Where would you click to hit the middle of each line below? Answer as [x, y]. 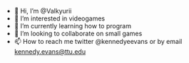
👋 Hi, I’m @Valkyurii [43, 11]
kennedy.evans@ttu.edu [50, 52]
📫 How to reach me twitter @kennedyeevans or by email [98, 41]
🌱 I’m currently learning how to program [73, 26]
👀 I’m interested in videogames [60, 18]
